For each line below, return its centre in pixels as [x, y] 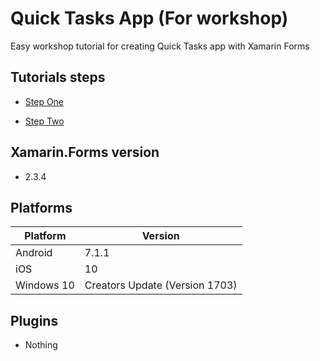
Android [34, 253]
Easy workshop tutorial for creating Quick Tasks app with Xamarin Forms [160, 46]
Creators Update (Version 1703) [161, 285]
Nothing [41, 345]
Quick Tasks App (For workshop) [149, 18]
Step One [44, 101]
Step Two [44, 121]
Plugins [34, 320]
